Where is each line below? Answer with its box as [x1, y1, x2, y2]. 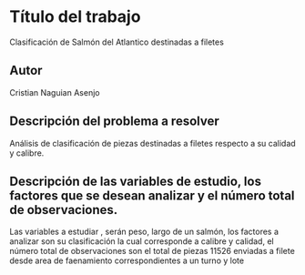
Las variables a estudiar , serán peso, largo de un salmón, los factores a [9, 226, 280, 238]
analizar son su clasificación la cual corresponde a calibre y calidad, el [9, 236, 275, 247]
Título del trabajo [9, 6, 141, 27]
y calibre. [9, 148, 45, 158]
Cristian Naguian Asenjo [9, 87, 100, 97]
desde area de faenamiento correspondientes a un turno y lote [9, 255, 244, 266]
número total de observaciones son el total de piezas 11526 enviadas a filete [9, 246, 296, 257]
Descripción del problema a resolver [9, 114, 220, 129]
